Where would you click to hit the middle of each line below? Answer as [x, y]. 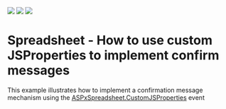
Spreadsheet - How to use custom [110, 41]
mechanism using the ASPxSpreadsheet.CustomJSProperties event [106, 97]
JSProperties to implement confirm [113, 56]
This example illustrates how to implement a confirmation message [105, 90]
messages [38, 70]
